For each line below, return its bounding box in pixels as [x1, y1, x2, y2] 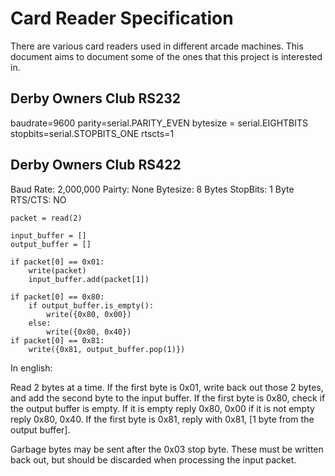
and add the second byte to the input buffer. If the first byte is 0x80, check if [10, 392, 326, 404]
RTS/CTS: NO [10, 193, 67, 206]
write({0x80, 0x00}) [46, 309, 132, 319]
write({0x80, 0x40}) [46, 327, 132, 337]
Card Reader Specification [10, 7, 234, 30]
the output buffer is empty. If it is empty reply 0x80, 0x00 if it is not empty [10, 402, 315, 414]
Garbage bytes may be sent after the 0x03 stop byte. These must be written [10, 443, 324, 455]
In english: [10, 362, 53, 374]
